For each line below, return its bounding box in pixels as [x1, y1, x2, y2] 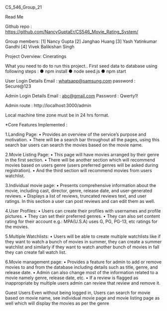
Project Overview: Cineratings [5, 53, 67, 59]
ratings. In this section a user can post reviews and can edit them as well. [5, 199, 155, 204]
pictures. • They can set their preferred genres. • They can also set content [5, 213, 160, 219]
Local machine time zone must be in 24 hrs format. [5, 112, 109, 118]
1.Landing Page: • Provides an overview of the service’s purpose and [5, 131, 147, 137]
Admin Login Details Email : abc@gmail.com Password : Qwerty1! [5, 93, 138, 99]
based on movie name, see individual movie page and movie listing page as [5, 295, 160, 301]
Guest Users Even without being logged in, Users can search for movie [5, 290, 151, 296]
